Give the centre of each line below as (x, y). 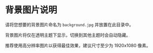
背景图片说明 (31, 10)
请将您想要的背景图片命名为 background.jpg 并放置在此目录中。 (70, 25)
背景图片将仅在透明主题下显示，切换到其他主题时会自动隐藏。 (68, 35)
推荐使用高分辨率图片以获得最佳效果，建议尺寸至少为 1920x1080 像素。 (78, 45)
